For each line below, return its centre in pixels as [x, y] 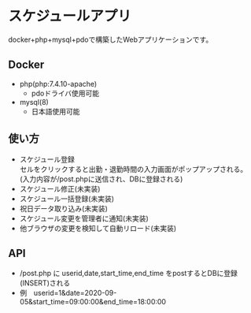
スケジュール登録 [47, 159]
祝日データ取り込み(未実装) [64, 208]
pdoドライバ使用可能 [65, 93]
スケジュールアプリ [70, 16]
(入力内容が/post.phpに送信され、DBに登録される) [101, 179]
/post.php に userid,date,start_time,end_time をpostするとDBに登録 [129, 274]
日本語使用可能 [55, 111]
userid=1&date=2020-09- [75, 293]
